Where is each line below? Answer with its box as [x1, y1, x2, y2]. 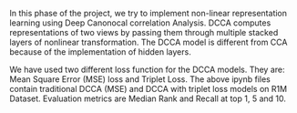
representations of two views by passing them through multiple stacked [9, 27, 279, 37]
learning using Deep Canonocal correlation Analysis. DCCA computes [9, 17, 271, 28]
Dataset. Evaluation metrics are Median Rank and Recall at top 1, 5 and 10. [9, 93, 287, 104]
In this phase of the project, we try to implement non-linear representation [9, 8, 288, 18]
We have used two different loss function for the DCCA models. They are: [9, 64, 285, 75]
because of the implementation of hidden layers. [9, 46, 191, 57]
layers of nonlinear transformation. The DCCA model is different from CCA [9, 36, 288, 47]
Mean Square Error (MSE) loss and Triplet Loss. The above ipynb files [9, 74, 271, 85]
